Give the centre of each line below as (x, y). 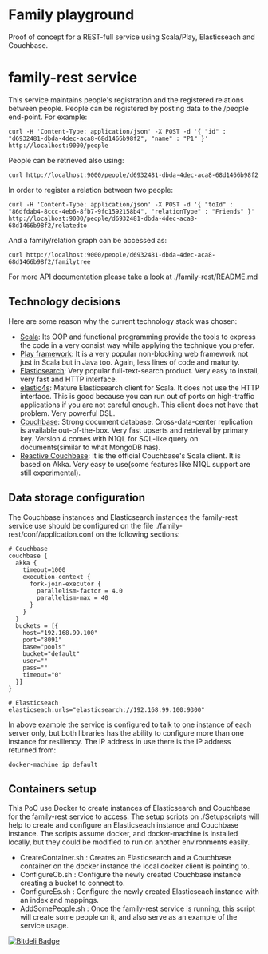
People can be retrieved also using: (67, 160)
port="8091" (42, 640)
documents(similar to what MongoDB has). (90, 447)
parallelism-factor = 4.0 (80, 591)
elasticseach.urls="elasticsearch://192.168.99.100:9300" (106, 709)
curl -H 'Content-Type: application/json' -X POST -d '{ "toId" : (121, 204)
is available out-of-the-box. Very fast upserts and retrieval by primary (134, 430)
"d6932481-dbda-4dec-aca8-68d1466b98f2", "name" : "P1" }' (108, 138)
